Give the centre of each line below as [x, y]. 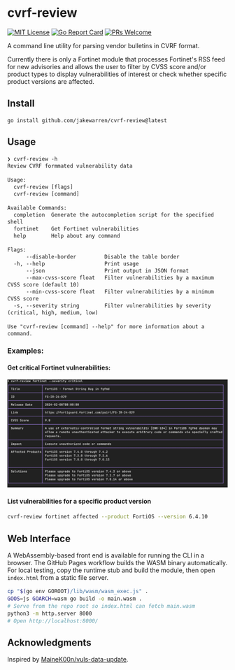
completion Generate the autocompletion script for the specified [114, 214]
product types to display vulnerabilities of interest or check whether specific [117, 74]
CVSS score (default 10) [43, 284]
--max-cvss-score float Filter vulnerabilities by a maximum [120, 277]
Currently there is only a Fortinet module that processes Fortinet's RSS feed [116, 59]
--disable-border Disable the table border [102, 256]
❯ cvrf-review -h [33, 159]
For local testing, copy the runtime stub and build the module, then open [111, 570]
